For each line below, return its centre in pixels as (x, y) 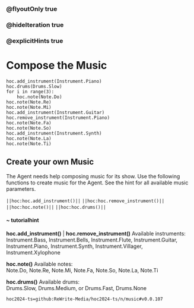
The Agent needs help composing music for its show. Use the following (93, 176)
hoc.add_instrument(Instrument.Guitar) (55, 112)
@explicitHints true (35, 40)
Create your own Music (50, 162)
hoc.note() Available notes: (39, 264)
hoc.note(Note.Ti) (29, 144)
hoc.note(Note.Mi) (29, 107)
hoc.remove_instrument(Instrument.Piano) (58, 118)
